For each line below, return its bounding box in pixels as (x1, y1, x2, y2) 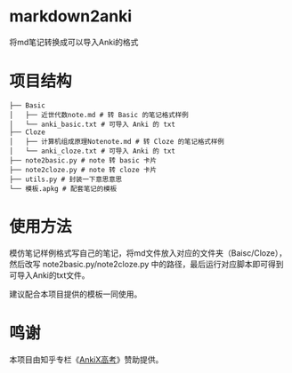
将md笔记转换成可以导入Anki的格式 (9, 36, 139, 47)
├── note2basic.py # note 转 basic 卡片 (9, 155, 158, 165)
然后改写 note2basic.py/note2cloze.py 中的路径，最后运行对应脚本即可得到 (9, 258, 284, 269)
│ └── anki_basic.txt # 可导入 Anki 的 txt (9, 120, 176, 129)
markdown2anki (9, 6, 133, 27)
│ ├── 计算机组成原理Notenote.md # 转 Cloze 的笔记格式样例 (9, 137, 224, 146)
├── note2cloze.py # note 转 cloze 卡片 (9, 165, 158, 174)
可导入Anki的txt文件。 (9, 269, 91, 281)
